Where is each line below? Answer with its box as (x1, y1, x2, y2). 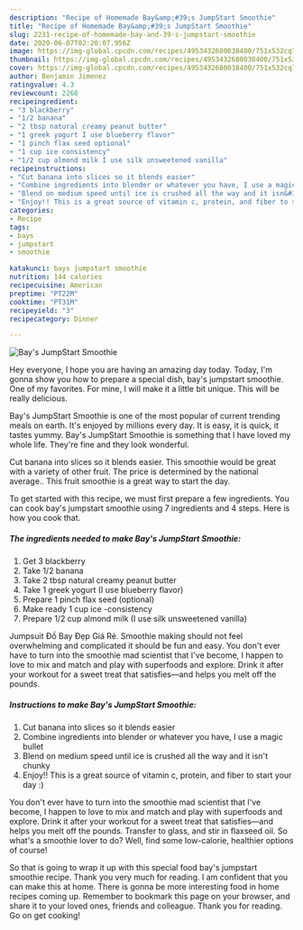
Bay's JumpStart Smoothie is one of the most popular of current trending (9, 411, 281, 422)
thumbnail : (9, 55, 50, 64)
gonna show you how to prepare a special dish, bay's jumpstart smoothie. (9, 374, 284, 385)
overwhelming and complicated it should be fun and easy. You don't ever (9, 641, 281, 652)
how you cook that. (9, 513, 81, 524)
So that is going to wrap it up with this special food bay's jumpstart (9, 862, 258, 873)
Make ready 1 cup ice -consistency (22, 604, 153, 615)
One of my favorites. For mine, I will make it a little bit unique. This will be (9, 384, 280, 395)
